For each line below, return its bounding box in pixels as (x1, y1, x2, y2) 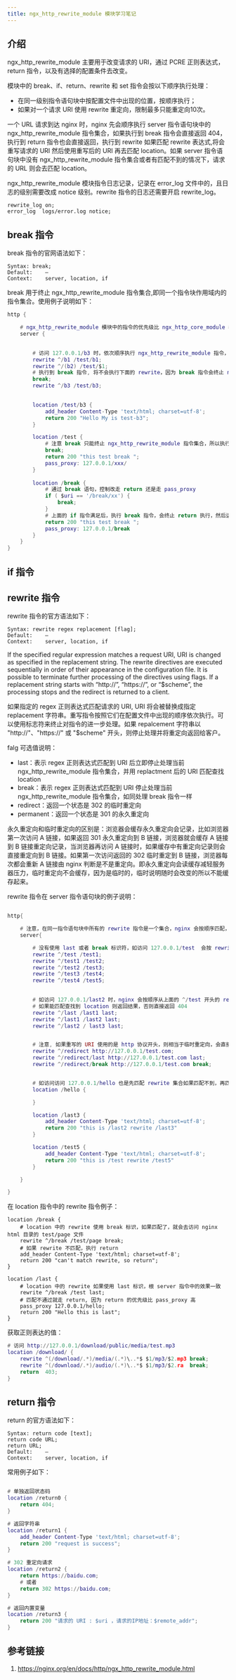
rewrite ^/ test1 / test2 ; (32, 957, 105, 964)
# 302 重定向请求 (7, 1559, 53, 1566)
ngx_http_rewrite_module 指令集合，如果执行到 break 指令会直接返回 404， (7, 129, 227, 138)
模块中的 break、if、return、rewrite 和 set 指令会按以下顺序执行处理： (7, 81, 211, 90)
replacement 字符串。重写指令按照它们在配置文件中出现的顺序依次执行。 (7, 711, 218, 720)
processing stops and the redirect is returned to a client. (7, 688, 170, 696)
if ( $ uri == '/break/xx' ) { (44, 492, 131, 499)
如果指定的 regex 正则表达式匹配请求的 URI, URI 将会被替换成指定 (7, 702, 197, 711)
